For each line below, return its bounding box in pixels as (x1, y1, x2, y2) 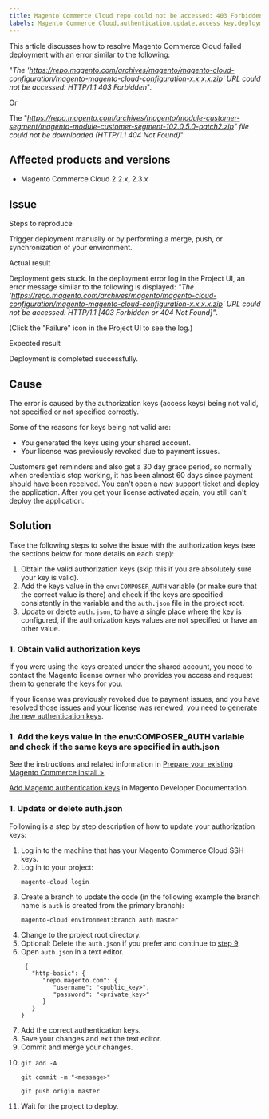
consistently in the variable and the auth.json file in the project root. (20, 598, 245, 607)
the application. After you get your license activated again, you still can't (9, 487, 247, 496)
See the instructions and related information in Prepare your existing (9, 759, 234, 769)
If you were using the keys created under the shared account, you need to (9, 662, 253, 671)
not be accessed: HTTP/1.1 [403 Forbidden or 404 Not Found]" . (9, 308, 218, 317)
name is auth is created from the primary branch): (20, 900, 184, 910)
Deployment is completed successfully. (9, 354, 139, 364)
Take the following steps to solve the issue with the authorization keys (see (9, 540, 256, 550)
